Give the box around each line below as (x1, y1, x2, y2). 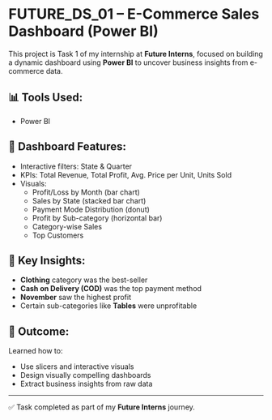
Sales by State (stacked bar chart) (32, 195, 147, 205)
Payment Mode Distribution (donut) (32, 204, 150, 214)
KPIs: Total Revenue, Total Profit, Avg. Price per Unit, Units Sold (19, 169, 232, 179)
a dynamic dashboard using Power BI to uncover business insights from (8, 58, 249, 67)
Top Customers (32, 230, 84, 240)
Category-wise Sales (32, 221, 103, 231)
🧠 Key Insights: (8, 253, 86, 268)
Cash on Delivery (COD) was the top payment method (19, 284, 202, 294)
